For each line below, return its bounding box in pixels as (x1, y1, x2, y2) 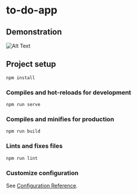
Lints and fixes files (6, 142, 63, 150)
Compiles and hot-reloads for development (6, 88, 132, 97)
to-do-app (6, 4, 57, 17)
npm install (6, 74, 35, 81)
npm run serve (6, 102, 41, 108)
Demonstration (6, 27, 63, 37)
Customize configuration (6, 169, 79, 177)
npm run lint (6, 155, 38, 161)
